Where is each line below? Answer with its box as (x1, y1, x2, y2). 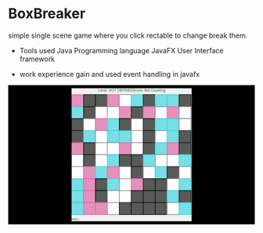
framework (19, 54, 56, 64)
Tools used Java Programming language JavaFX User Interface (19, 46, 224, 55)
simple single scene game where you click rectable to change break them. (8, 31, 248, 40)
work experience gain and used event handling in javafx (19, 69, 200, 78)
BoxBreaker (8, 5, 86, 23)
